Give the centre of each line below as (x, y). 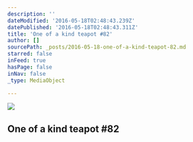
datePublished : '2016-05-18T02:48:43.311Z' (73, 27)
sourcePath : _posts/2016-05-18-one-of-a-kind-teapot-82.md (97, 47)
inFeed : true (27, 61)
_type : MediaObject (36, 80)
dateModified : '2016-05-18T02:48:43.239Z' (71, 21)
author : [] (24, 41)
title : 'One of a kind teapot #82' (60, 34)
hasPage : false (30, 67)
